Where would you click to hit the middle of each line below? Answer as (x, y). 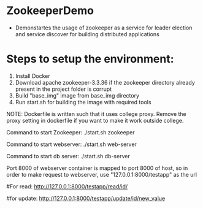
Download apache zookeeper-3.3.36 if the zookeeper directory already (105, 82)
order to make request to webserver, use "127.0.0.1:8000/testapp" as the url (102, 174)
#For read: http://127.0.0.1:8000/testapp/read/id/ (67, 186)
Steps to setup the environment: (90, 59)
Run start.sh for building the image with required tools (83, 102)
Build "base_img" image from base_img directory (77, 95)
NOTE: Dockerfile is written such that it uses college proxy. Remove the (97, 114)
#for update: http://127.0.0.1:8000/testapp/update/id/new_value (86, 198)
